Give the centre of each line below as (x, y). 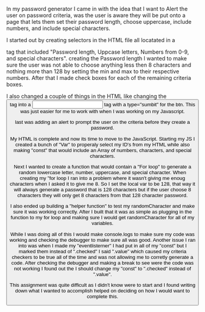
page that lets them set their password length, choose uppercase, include (99, 22)
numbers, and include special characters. (59, 28)
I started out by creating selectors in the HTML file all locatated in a (91, 40)
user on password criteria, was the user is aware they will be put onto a (96, 15)
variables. (103, 223)
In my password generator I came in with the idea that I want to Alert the (97, 9)
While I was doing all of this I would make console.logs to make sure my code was (103, 234)
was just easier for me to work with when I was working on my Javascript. (103, 111)
